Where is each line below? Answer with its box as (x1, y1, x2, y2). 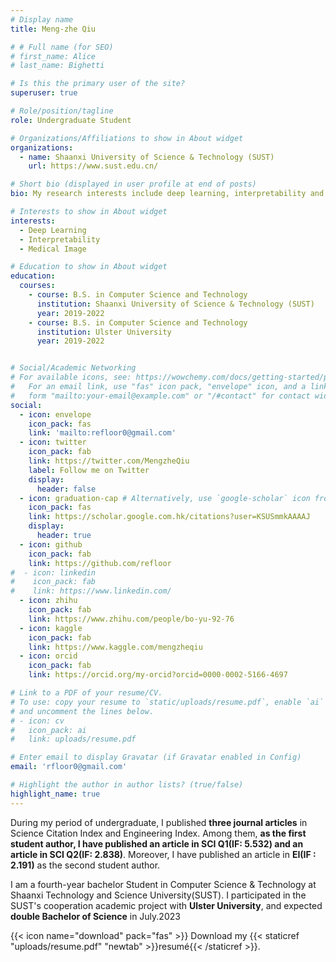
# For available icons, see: (10, 372, 132, 383)
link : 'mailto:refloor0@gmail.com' (28, 428, 177, 438)
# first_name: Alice (10, 51, 97, 61)
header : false (36, 484, 97, 494)
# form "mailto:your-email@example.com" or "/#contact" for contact (10, 391, 311, 401)
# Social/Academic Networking (10, 363, 137, 373)
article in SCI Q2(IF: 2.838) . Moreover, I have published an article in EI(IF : (10, 848, 317, 860)
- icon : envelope (19, 409, 92, 420)
